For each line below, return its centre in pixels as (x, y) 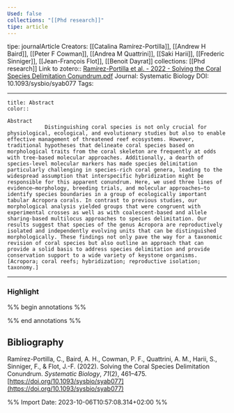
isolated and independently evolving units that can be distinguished (112, 231)
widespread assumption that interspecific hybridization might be (106, 176)
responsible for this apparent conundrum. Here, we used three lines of (115, 182)
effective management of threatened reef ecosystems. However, (101, 140)
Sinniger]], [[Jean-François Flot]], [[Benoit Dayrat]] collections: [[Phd (106, 61)
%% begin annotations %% (47, 307)
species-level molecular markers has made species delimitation (102, 164)
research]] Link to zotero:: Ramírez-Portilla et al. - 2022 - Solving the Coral (114, 69)
